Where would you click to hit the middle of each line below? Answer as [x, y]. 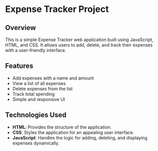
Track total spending [33, 94]
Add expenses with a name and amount [53, 78]
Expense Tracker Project [57, 9]
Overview [21, 28]
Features [19, 66]
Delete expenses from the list [43, 88]
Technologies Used [36, 115]
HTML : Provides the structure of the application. [62, 127]
